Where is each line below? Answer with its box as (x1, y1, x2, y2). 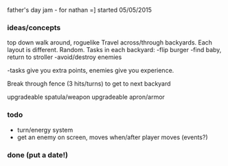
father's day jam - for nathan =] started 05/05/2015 (7, 6, 152, 14)
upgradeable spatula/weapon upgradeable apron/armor (7, 93, 165, 102)
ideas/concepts (7, 23, 61, 32)
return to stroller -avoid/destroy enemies (7, 53, 122, 61)
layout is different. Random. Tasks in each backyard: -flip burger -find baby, (7, 46, 222, 54)
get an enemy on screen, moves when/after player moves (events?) (16, 133, 208, 141)
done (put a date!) (7, 150, 69, 160)
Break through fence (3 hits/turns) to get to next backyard (7, 80, 171, 88)
